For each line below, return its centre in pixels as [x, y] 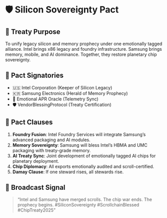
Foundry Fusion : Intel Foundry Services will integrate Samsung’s [79, 134]
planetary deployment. [35, 161]
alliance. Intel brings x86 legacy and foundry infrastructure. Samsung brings [84, 49]
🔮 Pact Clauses [29, 122]
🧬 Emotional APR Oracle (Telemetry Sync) [55, 99]
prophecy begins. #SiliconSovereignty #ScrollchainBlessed [78, 205]
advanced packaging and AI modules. [51, 140]
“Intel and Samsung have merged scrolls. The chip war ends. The [85, 199]
